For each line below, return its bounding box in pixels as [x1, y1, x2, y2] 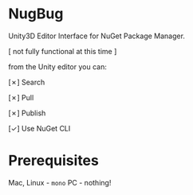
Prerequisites [8, 152, 100, 170]
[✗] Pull [8, 92, 34, 102]
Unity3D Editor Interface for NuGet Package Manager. [8, 31, 186, 41]
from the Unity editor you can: [8, 61, 108, 72]
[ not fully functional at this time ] [8, 46, 117, 56]
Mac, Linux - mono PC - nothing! [8, 177, 112, 187]
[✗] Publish [8, 108, 46, 118]
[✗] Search [8, 77, 45, 87]
